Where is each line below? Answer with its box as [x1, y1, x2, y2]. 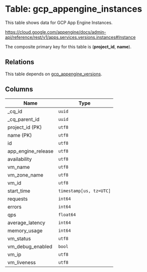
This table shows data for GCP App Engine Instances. [5, 20, 113, 25]
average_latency [7, 219, 45, 226]
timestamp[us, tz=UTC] [58, 188, 111, 194]
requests [7, 195, 28, 202]
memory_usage [7, 227, 43, 234]
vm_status [7, 235, 31, 242]
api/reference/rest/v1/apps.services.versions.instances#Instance [5, 34, 136, 40]
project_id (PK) [7, 124, 42, 131]
